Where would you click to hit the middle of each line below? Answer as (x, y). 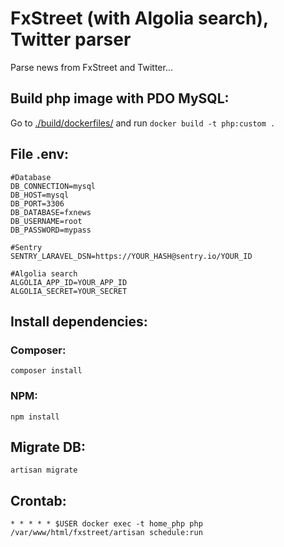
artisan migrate (44, 470)
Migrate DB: (48, 447)
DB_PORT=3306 (37, 203)
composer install (46, 371)
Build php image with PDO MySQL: (120, 98)
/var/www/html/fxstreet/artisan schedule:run (106, 533)
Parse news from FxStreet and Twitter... (92, 67)
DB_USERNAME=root (46, 221)
